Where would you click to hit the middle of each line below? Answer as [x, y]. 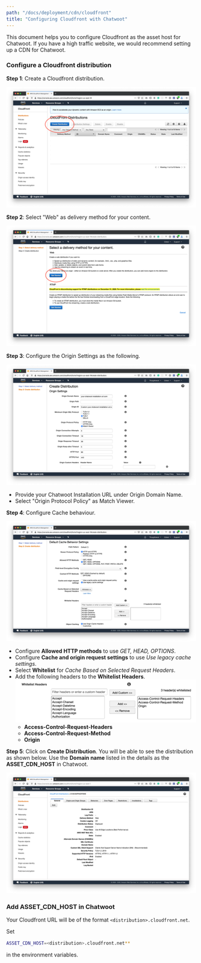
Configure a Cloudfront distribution [59, 65]
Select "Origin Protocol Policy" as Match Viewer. [75, 501]
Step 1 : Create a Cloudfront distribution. [55, 78]
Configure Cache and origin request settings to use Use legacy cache [103, 657]
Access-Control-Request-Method [67, 733]
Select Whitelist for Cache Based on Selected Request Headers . [95, 670]
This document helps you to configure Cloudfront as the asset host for [94, 37]
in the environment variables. [42, 955]
